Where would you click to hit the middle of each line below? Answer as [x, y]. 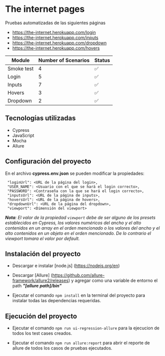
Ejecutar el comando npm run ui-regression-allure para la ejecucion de [86, 328]
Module [21, 60]
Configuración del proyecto [48, 161]
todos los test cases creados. [42, 333]
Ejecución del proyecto [41, 316]
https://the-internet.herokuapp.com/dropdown [59, 42]
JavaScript [23, 135]
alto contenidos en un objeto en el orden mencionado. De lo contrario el [78, 233]
